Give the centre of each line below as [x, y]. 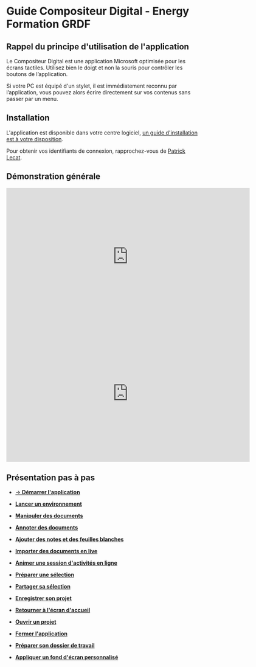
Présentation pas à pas [51, 478]
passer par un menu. [32, 99]
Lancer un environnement [48, 504]
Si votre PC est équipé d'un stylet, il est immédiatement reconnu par [92, 86]
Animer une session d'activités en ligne [66, 563]
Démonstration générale [54, 177]
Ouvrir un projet [36, 622]
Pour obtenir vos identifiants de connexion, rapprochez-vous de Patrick [96, 151]
